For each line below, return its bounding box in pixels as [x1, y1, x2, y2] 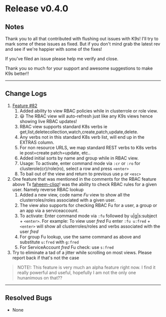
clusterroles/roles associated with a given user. [19, 197, 116, 203]
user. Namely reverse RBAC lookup [12, 186, 84, 193]
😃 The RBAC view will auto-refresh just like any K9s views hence [19, 113, 153, 119]
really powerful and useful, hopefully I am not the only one [17, 270, 136, 276]
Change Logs [5, 89, 47, 98]
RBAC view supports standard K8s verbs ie [19, 123, 108, 129]
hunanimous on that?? [17, 275, 63, 280]
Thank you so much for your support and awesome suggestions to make [5, 65, 153, 71]
